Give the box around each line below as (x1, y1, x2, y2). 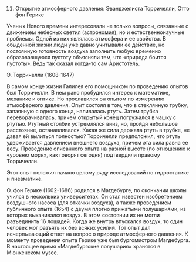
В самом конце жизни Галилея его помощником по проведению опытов (6, 83, 188, 90)
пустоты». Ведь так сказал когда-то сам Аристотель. (6, 60, 140, 67)
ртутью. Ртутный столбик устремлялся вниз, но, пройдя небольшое (6, 120, 178, 127)
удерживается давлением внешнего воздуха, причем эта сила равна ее (6, 139, 188, 146)
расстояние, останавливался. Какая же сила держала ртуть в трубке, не (6, 126, 190, 133)
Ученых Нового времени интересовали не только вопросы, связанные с (6, 23, 189, 29)
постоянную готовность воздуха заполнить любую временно (6, 48, 161, 55)
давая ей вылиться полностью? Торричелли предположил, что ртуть (6, 133, 181, 140)
